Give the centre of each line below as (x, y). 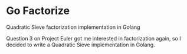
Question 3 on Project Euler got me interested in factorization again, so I (93, 38)
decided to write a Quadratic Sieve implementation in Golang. (81, 45)
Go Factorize (38, 11)
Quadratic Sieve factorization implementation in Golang (73, 27)
